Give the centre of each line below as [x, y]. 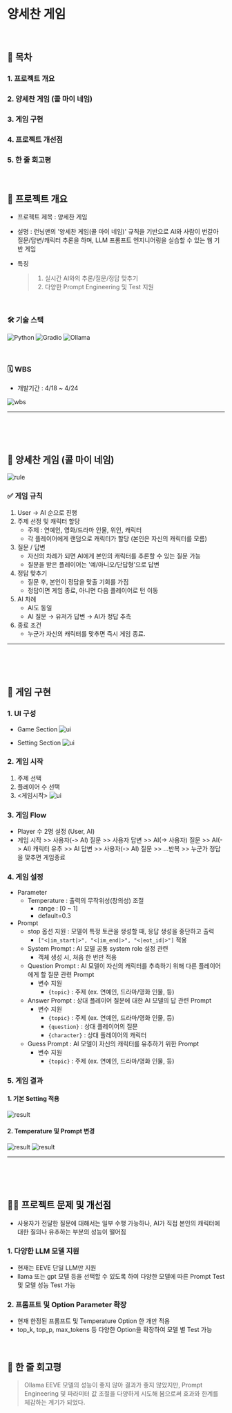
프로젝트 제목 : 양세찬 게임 [52, 217]
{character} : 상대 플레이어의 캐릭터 [97, 1035]
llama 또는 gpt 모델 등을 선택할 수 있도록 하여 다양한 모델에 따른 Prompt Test [121, 1276]
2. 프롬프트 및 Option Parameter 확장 [67, 1304]
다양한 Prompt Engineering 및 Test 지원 [99, 287]
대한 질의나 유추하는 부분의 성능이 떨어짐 [71, 1232]
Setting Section [39, 742]
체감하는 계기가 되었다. [55, 1402]
